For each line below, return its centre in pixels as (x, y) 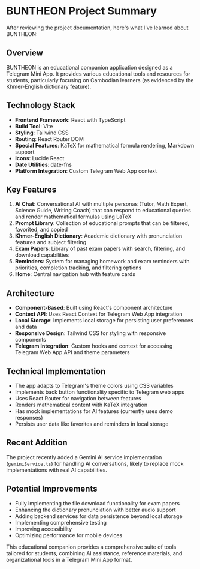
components (30, 340)
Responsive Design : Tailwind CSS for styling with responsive (90, 333)
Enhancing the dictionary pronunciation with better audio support (95, 510)
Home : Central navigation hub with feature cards (75, 274)
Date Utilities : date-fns (43, 164)
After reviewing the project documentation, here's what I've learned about (97, 28)
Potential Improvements (52, 489)
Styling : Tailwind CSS (42, 133)
